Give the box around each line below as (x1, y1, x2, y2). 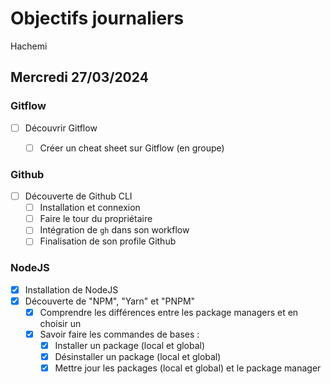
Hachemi (10, 40, 48, 52)
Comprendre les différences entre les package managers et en (39, 306, 299, 318)
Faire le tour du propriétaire (39, 213, 153, 225)
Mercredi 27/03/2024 (10, 69, 149, 86)
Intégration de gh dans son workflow (39, 224, 190, 236)
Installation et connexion (39, 202, 141, 214)
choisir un (39, 317, 82, 329)
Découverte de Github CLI (24, 190, 133, 202)
